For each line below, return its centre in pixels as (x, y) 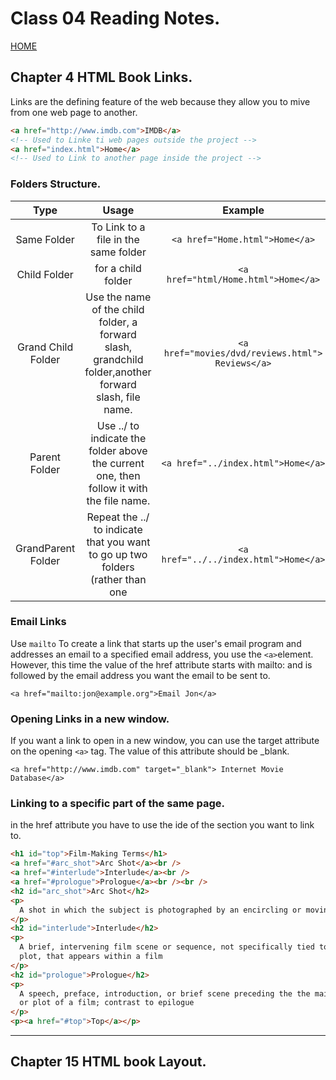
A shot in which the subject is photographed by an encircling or (160, 910)
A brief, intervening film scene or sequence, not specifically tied (167, 947)
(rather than (118, 579)
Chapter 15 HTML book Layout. (108, 1062)
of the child (118, 309)
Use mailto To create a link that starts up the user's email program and (156, 643)
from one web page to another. (74, 112)
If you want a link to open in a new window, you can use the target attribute (165, 741)
